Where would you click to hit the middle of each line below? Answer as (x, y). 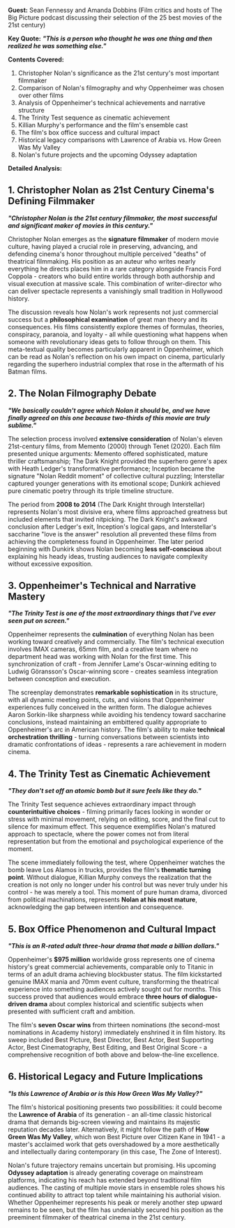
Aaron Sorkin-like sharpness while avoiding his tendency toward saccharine (117, 715)
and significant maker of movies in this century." (81, 225)
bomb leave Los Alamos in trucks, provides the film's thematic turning (109, 870)
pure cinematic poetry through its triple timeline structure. (91, 491)
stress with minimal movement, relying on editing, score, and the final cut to (117, 819)
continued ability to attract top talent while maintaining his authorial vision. (115, 1194)
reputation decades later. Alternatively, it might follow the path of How (109, 1129)
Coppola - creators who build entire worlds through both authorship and (112, 276)
